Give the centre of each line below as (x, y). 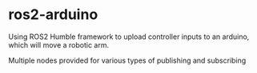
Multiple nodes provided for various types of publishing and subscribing (127, 60)
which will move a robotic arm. (59, 44)
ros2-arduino (53, 15)
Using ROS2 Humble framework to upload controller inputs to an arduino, (129, 36)
